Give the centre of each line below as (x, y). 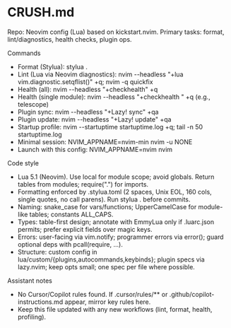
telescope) (33, 104)
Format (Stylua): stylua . (53, 66)
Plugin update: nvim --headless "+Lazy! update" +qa (94, 119)
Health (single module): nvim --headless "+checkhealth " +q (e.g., (114, 97)
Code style (23, 163)
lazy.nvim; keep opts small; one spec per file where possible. (106, 266)
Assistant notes (30, 281)
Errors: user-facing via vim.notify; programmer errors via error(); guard (120, 237)
